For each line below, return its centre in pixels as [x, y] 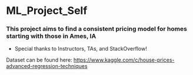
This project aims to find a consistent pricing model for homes [96, 29]
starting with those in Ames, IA [51, 36]
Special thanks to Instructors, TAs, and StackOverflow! [81, 49]
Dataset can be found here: [39, 60]
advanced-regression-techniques [47, 66]
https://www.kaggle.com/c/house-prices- [124, 60]
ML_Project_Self [47, 11]
